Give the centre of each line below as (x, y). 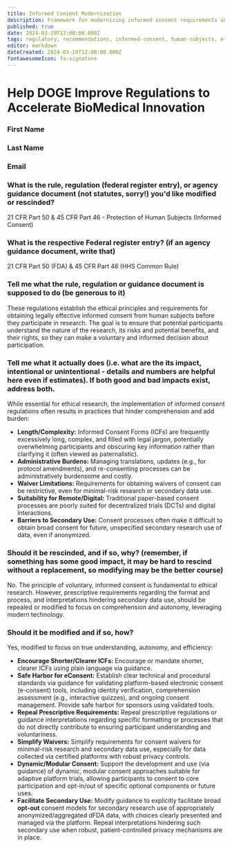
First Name (26, 129)
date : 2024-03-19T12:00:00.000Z (54, 33)
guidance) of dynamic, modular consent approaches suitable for (108, 771)
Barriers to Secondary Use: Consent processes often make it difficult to (120, 520)
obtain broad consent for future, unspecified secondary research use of (119, 527)
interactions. (35, 512)
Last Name (26, 147)
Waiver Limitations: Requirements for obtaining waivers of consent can (119, 483)
